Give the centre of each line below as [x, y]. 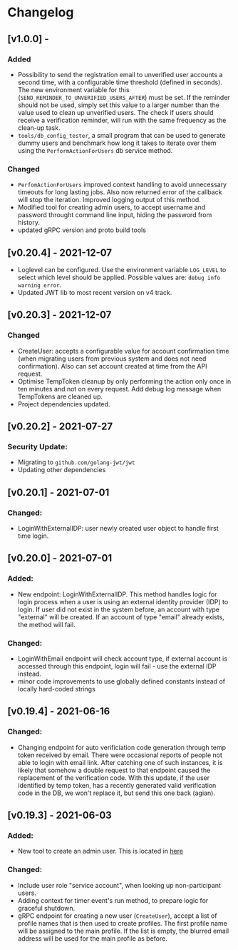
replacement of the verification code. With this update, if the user [114, 777]
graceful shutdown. [46, 908]
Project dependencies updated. [64, 404]
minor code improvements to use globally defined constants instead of [121, 681]
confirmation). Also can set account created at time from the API [112, 366]
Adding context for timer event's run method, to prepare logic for [113, 900]
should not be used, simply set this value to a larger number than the [118, 105]
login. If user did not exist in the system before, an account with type [118, 609]
